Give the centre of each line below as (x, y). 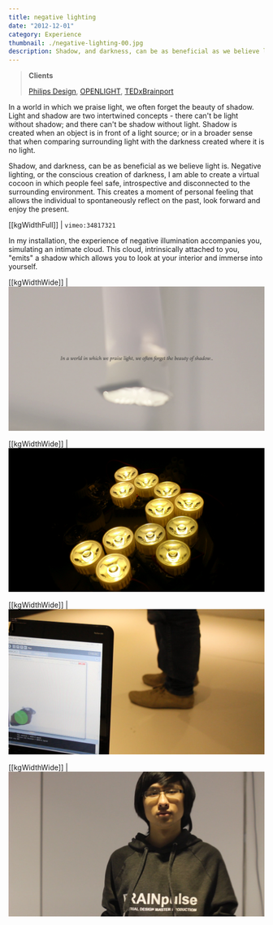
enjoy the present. (39, 209)
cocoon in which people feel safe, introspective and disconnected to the (129, 184)
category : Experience (45, 34)
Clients (41, 76)
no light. (22, 150)
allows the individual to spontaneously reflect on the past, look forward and (134, 201)
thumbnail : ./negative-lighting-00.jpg (76, 43)
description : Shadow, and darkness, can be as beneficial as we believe (134, 52)
